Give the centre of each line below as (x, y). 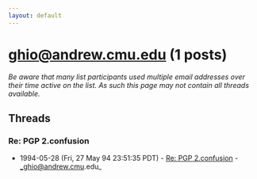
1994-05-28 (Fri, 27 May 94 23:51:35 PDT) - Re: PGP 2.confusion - (129, 158)
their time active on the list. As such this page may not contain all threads (129, 85)
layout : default (35, 15)
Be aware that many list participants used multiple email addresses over (127, 77)
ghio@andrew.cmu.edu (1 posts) (118, 54)
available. (25, 93)
